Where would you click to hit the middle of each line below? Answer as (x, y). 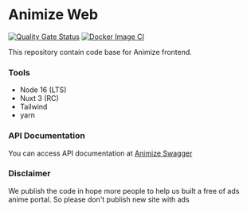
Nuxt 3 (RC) (39, 98)
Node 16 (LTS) (43, 90)
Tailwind (33, 107)
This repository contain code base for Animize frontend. (100, 52)
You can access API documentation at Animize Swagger (100, 153)
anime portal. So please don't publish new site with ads (99, 199)
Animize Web (53, 15)
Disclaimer (29, 174)
